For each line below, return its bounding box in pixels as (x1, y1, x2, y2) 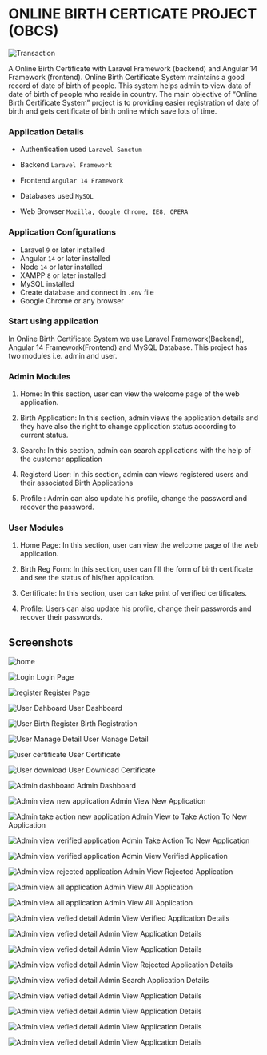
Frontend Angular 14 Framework (19, 175, 124, 185)
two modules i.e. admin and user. (8, 351, 118, 360)
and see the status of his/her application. (19, 573, 155, 583)
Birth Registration (80, 719, 137, 728)
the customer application (19, 454, 102, 464)
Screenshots (8, 636, 74, 649)
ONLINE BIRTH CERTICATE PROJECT (8, 5, 257, 23)
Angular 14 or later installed (19, 253, 110, 263)
